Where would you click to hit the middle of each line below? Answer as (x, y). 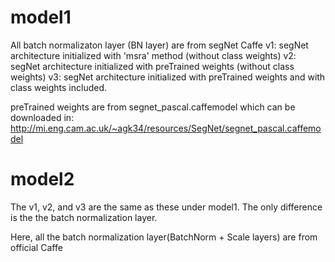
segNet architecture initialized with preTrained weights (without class (152, 66)
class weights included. (59, 87)
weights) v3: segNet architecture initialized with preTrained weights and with (168, 77)
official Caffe (36, 247)
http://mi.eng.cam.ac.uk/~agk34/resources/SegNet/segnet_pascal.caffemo (166, 128)
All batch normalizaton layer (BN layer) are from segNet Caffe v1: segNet (159, 45)
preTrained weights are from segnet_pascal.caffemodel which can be (153, 107)
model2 (42, 179)
